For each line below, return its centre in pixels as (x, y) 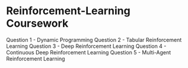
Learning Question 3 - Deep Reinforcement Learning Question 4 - (86, 46)
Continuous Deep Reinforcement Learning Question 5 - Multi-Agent (89, 52)
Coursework (37, 23)
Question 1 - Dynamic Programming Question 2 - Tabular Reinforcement (94, 40)
